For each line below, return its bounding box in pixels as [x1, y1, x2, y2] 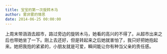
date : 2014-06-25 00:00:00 [5, 16, 61, 21]
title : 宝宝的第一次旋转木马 [5, 7, 58, 12]
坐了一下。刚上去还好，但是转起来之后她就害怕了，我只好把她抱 [22, 37, 154, 43]
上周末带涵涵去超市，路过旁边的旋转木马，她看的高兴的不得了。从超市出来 [5, 31, 158, 37]
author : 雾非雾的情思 [5, 12, 46, 17]
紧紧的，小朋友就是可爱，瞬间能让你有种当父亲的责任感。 [35, 43, 154, 49]
